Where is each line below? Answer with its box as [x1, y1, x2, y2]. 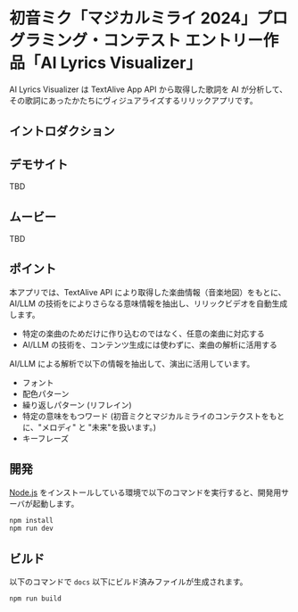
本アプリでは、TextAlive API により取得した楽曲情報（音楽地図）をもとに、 [9, 286, 286, 297]
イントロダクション [9, 124, 115, 139]
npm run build [9, 594, 62, 603]
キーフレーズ [21, 433, 70, 443]
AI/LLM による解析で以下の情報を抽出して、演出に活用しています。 [9, 358, 255, 368]
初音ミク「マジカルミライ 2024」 [9, 8, 257, 29]
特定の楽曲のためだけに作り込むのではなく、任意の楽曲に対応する [21, 327, 265, 339]
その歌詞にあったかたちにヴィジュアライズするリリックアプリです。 [9, 95, 258, 105]
